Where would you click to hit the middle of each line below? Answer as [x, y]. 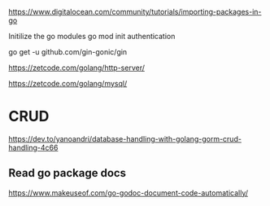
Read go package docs [67, 173]
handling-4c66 [33, 147]
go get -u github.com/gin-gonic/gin [68, 52]
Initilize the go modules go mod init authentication [92, 36]
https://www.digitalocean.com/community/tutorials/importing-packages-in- [135, 12]
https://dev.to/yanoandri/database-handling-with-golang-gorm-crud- [125, 138]
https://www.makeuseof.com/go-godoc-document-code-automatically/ [128, 193]
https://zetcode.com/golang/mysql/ [68, 83]
